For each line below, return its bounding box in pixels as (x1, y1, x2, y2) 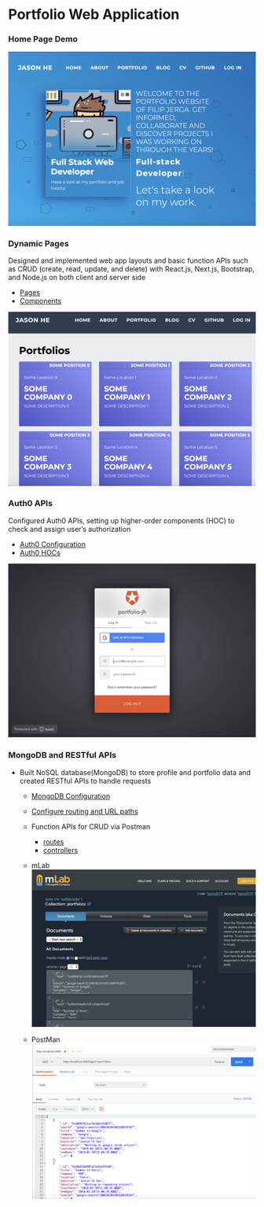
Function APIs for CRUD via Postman (31, 821, 151, 831)
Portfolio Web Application (8, 6, 180, 24)
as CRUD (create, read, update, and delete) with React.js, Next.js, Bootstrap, (8, 264, 255, 274)
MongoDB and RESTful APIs (8, 750, 116, 761)
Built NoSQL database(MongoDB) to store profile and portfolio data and (19, 767, 251, 777)
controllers (42, 845, 79, 854)
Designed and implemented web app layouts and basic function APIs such (8, 256, 249, 265)
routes (42, 836, 64, 847)
